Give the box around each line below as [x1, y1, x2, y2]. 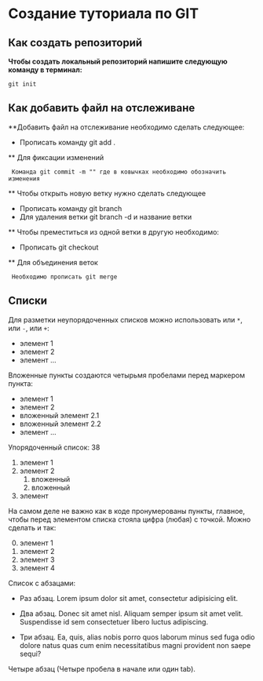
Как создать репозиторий [8, 36, 143, 49]
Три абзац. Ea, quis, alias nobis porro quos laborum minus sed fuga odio [19, 632, 255, 642]
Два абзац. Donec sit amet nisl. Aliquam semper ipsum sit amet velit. [19, 609, 243, 618]
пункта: [8, 378, 34, 388]
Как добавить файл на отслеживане [8, 101, 195, 115]
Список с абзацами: [8, 578, 76, 588]
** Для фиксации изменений [8, 152, 104, 162]
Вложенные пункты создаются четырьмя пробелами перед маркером [8, 370, 246, 380]
